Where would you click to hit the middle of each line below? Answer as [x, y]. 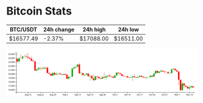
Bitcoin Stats [39, 11]
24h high [94, 30]
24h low [128, 30]
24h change [59, 30]
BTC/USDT [24, 30]
